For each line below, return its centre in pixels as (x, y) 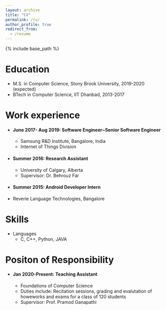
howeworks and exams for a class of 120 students (73, 297)
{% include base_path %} (32, 49)
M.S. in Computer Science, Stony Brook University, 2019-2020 (79, 83)
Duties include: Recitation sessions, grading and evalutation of (86, 291)
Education (27, 69)
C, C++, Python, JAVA (44, 239)
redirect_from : (22, 29)
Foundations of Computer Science (57, 286)
